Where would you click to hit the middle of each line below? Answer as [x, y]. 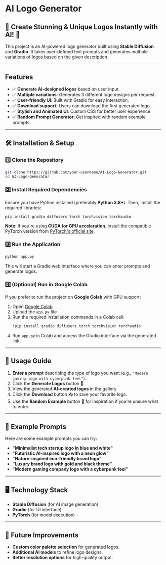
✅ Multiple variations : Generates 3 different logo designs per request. [84, 94]
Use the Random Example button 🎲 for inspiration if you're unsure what [85, 401]
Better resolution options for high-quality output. [62, 558]
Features [19, 77]
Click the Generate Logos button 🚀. [48, 383]
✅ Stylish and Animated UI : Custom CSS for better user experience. [82, 111]
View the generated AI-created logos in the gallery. [65, 389]
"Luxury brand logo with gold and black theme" [62, 464]
